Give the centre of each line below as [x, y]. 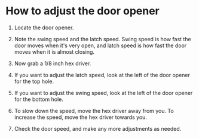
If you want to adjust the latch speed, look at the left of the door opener [102, 75]
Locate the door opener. [44, 27]
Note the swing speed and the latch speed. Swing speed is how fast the [103, 39]
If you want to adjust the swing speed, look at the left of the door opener [103, 93]
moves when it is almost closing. [54, 51]
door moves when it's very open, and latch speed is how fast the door [100, 45]
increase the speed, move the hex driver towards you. [81, 117]
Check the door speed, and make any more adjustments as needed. [98, 128]
